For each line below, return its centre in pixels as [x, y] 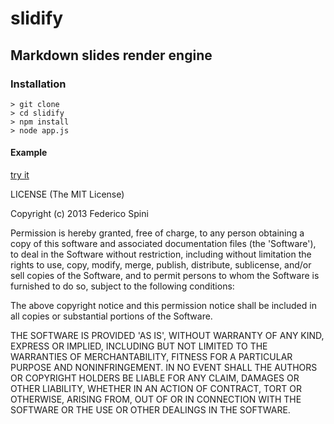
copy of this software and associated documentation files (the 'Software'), [163, 244]
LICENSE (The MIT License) [67, 194]
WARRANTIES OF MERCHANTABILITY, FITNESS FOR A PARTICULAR [151, 357]
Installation [38, 84]
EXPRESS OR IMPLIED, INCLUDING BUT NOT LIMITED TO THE [139, 346]
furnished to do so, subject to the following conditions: [122, 286]
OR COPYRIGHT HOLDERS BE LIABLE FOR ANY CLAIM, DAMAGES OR [155, 378]
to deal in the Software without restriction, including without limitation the [161, 254]
